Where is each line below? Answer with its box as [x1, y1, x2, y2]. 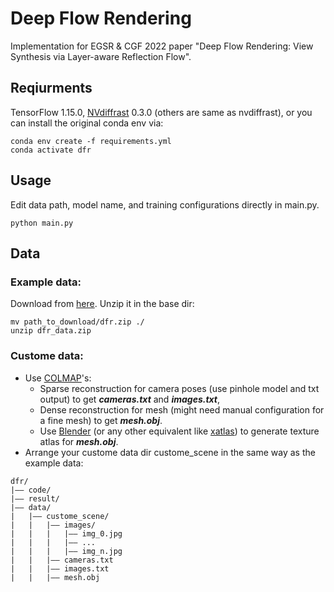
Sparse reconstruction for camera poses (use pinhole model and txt [39, 382, 320, 394]
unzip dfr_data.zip [10, 326, 92, 336]
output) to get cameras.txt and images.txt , [39, 393, 221, 405]
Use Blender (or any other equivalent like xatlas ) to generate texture [39, 425, 320, 437]
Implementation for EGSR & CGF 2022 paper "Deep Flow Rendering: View [10, 40, 314, 52]
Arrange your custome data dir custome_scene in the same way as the [24, 446, 316, 458]
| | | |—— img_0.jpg [10, 528, 123, 539]
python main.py [10, 218, 74, 228]
